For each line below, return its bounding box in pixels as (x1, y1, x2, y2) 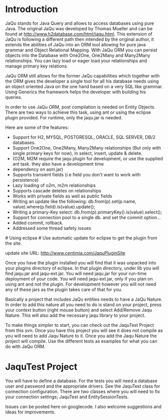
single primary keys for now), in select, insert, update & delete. (12, 150, 142, 156)
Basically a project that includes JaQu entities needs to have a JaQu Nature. (5, 296, 162, 302)
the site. (5, 240, 22, 246)
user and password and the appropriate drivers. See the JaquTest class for (5, 383, 160, 389)
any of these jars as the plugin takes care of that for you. (5, 286, 123, 293)
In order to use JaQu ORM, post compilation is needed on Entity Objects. (5, 104, 156, 110)
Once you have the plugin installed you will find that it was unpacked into (5, 259, 156, 265)
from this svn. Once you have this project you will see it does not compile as (5, 327, 163, 333)
